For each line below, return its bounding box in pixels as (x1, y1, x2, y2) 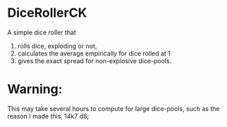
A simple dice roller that (7, 28, 76, 36)
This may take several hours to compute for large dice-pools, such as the (7, 104, 220, 113)
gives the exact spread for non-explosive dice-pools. (17, 56, 172, 65)
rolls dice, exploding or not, (17, 41, 97, 50)
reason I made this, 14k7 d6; (7, 112, 90, 120)
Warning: (7, 81, 63, 98)
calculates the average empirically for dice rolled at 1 (17, 49, 171, 58)
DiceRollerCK (7, 5, 87, 21)
